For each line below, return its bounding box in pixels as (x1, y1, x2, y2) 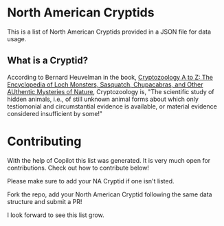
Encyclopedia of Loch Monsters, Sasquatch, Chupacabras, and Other (7, 80, 203, 89)
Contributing (7, 133, 82, 149)
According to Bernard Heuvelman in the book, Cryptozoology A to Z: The (7, 73, 213, 81)
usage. (7, 34, 27, 43)
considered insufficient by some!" (7, 109, 103, 117)
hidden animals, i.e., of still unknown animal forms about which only (7, 95, 199, 103)
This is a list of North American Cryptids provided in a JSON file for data (7, 27, 212, 36)
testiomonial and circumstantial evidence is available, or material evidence (7, 102, 218, 111)
